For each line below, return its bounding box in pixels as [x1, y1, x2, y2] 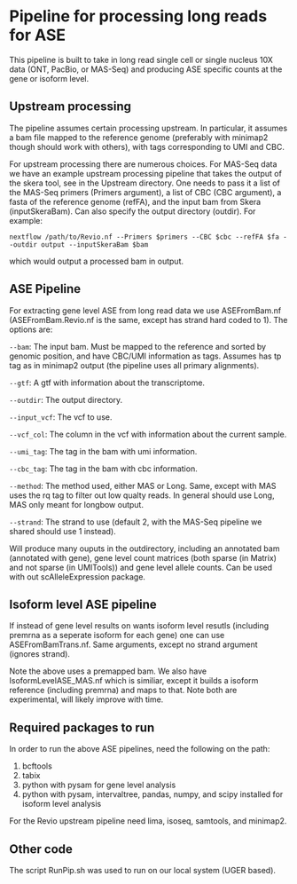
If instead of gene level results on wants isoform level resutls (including [9, 620, 270, 631]
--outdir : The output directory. [9, 394, 123, 405]
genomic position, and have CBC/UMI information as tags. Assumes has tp [9, 351, 282, 361]
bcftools [21, 761, 53, 771]
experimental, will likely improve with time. [9, 694, 164, 705]
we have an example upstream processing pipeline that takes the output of [9, 168, 282, 178]
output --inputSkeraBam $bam [41, 240, 149, 249]
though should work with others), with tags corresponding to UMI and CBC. [9, 141, 285, 152]
